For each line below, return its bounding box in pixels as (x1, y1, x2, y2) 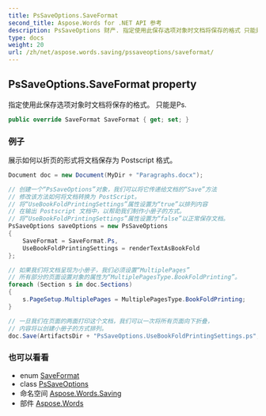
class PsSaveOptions (19, 379, 89, 388)
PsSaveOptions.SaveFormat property (8, 78, 197, 91)
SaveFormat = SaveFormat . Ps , (22, 237, 119, 245)
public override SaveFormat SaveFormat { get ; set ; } (8, 116, 190, 124)
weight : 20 (8, 41, 44, 49)
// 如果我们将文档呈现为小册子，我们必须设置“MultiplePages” (8, 266, 190, 274)
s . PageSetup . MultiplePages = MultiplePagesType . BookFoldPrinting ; (22, 296, 246, 303)
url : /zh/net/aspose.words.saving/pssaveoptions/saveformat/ (8, 48, 215, 56)
